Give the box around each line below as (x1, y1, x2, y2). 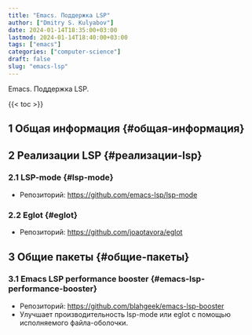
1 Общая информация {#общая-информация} (8, 122, 245, 136)
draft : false (8, 56, 51, 64)
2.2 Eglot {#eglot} (8, 209, 79, 220)
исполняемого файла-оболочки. (19, 318, 128, 327)
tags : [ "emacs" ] (8, 41, 61, 49)
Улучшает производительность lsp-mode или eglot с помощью (19, 309, 232, 319)
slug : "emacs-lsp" (8, 63, 68, 71)
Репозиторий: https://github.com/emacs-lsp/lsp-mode (19, 190, 198, 199)
